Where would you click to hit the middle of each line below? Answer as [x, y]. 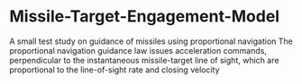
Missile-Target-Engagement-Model [145, 17]
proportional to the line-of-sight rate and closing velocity [114, 70]
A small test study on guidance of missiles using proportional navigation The [151, 41]
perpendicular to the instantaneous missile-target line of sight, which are [144, 60]
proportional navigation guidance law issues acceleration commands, [138, 50]
